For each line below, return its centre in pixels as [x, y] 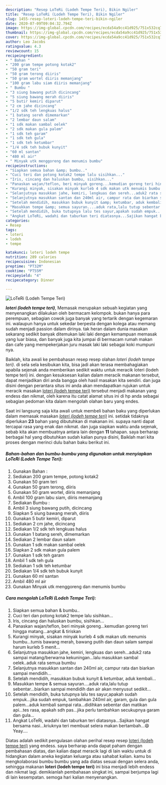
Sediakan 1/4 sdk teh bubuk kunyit [48, 571]
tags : [11, 230]
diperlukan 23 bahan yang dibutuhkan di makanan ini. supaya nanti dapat [80, 421]
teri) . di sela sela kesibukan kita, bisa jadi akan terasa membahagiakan [77, 365]
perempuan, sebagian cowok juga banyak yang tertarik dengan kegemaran [82, 318]
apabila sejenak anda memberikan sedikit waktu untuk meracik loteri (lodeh [82, 370]
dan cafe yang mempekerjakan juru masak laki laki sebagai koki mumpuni [80, 345]
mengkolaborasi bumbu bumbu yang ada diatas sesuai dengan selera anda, [83, 762]
